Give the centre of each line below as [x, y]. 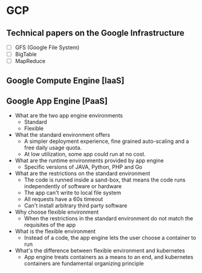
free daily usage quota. [53, 148]
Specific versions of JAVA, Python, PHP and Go [83, 167]
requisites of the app [50, 225]
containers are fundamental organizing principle [84, 263]
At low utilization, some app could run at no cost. [85, 154]
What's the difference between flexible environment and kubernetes [100, 251]
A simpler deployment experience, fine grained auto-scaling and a [106, 141]
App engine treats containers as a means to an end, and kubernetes [109, 257]
